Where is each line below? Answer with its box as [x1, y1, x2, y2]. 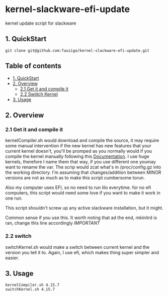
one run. [5, 195, 23, 202]
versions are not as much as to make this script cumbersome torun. [5, 175, 145, 181]
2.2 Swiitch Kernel [20, 91, 58, 97]
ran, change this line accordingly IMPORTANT [5, 220, 100, 226]
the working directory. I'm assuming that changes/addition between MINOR [5, 169, 161, 175]
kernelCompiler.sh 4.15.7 [5, 282, 59, 287]
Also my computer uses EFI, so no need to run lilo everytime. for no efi [5, 184, 151, 190]
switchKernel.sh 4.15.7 [5, 287, 55, 292]
